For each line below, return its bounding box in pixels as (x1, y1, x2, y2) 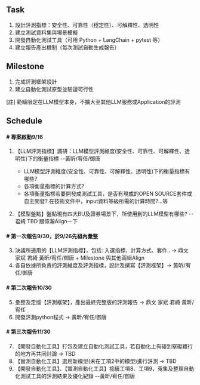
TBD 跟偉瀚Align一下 (26, 218, 78, 225)
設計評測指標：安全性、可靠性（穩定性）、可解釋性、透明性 (14, 21, 159, 29)
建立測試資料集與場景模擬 (14, 29, 78, 36)
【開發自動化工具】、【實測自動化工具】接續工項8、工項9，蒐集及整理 (14, 365, 184, 372)
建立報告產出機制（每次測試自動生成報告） (14, 44, 120, 51)
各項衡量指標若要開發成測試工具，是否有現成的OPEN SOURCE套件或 (23, 190, 192, 198)
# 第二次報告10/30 (6, 284, 52, 291)
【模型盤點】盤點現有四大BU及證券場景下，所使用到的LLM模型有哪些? (14, 210, 188, 217)
